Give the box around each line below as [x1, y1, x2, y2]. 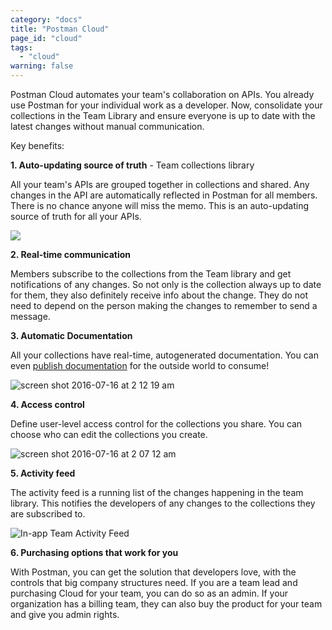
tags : [10, 42, 33, 53]
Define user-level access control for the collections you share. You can [10, 418, 303, 430]
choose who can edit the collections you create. [10, 429, 208, 440]
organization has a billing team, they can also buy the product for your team [10, 598, 323, 610]
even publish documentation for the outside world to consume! [10, 360, 270, 371]
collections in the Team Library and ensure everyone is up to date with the [10, 110, 316, 121]
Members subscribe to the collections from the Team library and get [10, 268, 292, 280]
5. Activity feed [10, 467, 76, 479]
